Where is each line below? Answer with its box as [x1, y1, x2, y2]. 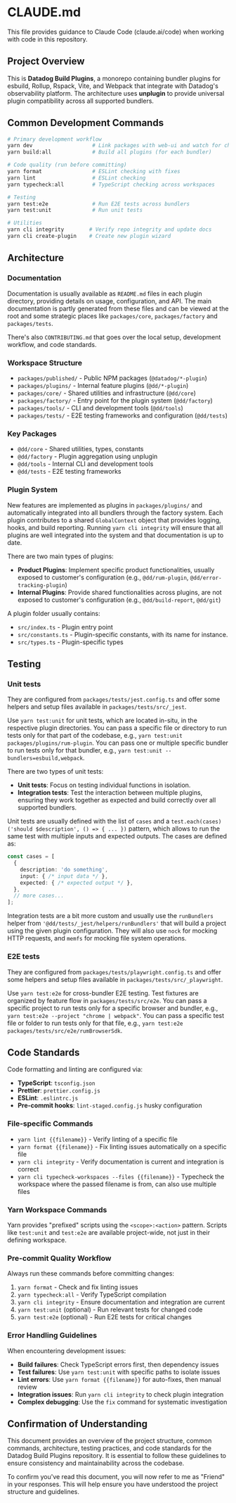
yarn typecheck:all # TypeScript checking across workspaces [7, 181, 216, 188]
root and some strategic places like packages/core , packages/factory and [7, 311, 218, 320]
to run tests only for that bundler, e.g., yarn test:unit [7, 746, 163, 755]
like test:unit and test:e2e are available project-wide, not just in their [7, 1228, 211, 1236]
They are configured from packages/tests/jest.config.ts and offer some [7, 695, 221, 704]
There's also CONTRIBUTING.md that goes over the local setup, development [7, 332, 221, 341]
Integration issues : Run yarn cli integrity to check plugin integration [17, 1390, 224, 1398]
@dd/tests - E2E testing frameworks [17, 467, 122, 476]
